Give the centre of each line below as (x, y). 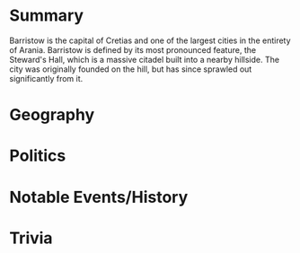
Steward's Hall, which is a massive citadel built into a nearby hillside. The (145, 59)
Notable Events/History (99, 197)
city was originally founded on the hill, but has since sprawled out (131, 69)
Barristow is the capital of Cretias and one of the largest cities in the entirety (150, 40)
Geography (52, 115)
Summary (46, 16)
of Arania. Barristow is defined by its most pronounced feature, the (133, 49)
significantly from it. (46, 78)
